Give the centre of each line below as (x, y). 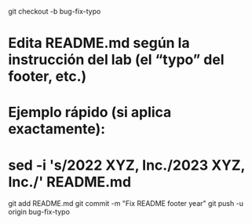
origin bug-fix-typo (39, 212)
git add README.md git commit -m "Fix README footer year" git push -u (126, 204)
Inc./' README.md (70, 182)
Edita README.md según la (99, 43)
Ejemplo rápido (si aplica (90, 112)
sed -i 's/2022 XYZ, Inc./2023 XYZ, (127, 165)
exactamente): (57, 129)
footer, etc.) (47, 77)
